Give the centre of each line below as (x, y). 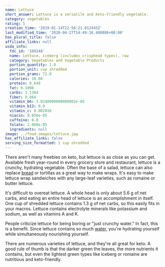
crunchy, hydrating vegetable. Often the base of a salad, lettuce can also (79, 168)
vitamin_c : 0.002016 (31, 111)
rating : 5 (15, 23)
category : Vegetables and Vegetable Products (57, 60)
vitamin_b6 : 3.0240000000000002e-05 (47, 102)
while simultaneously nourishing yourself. (47, 234)
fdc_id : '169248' (27, 51)
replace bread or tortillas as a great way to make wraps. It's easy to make (80, 173)
